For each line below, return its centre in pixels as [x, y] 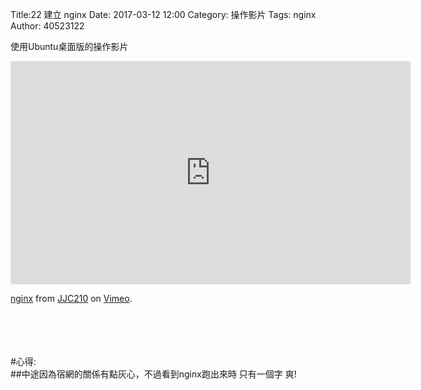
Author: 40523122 [47, 26]
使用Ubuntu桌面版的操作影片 [69, 46]
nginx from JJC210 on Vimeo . [71, 298]
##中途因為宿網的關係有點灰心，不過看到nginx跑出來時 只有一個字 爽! [153, 374]
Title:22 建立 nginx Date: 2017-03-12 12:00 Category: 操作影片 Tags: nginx [163, 14]
